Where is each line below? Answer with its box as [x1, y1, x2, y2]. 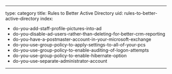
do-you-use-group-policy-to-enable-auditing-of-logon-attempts [12, 47, 149, 53]
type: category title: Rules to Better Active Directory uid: [5, 10, 123, 16]
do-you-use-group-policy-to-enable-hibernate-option [12, 53, 127, 59]
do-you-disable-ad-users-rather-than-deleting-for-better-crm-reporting [12, 31, 165, 37]
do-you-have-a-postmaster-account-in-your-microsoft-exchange [12, 36, 152, 42]
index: [40, 16, 54, 21]
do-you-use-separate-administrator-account [12, 58, 107, 64]
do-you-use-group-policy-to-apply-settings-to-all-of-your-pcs [12, 42, 146, 47]
